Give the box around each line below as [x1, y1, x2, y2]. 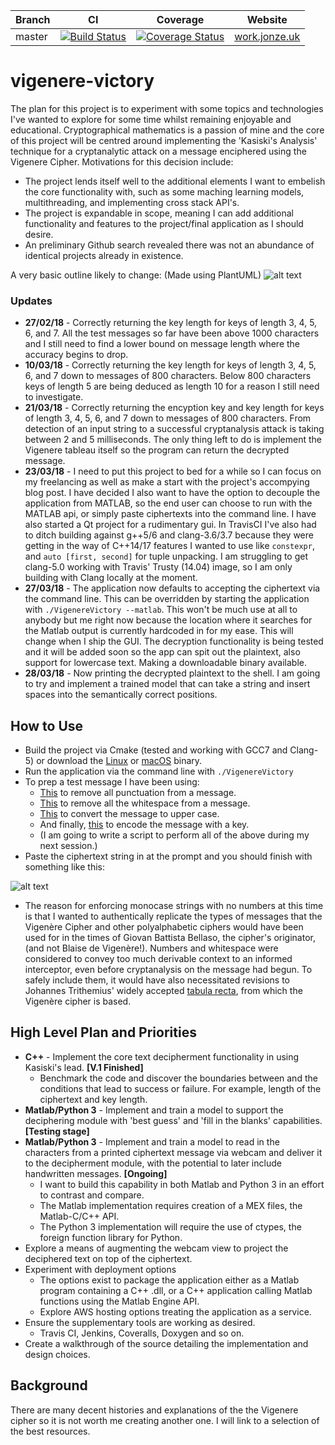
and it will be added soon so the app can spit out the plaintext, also [24, 646, 301, 658]
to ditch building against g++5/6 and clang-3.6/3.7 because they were [24, 529, 314, 541]
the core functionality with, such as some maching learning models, [24, 185, 305, 198]
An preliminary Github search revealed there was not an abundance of [24, 239, 315, 251]
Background [10, 1377, 88, 1394]
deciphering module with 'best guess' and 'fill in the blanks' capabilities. [24, 1114, 323, 1126]
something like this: [24, 861, 105, 873]
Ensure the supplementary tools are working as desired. [24, 1316, 256, 1328]
